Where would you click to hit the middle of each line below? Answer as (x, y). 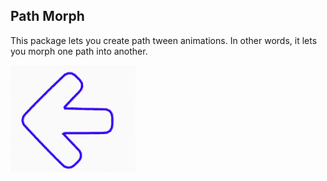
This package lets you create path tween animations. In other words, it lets (164, 40)
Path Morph (47, 16)
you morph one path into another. (79, 51)
